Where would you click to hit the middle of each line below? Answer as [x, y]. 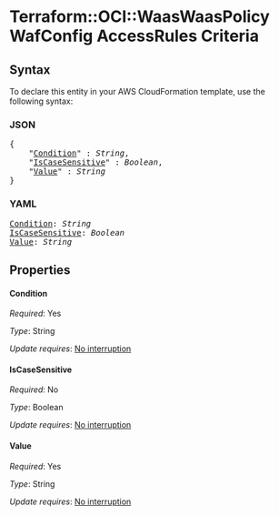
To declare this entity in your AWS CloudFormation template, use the [137, 91]
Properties [40, 270]
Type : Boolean [36, 408]
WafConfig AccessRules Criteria [134, 36]
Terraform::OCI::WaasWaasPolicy [139, 17]
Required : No [34, 390]
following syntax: [41, 101]
